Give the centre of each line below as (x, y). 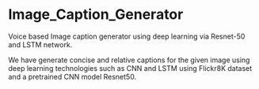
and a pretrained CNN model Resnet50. (72, 76)
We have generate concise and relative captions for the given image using (129, 60)
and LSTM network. (40, 44)
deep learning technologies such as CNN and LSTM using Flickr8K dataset (130, 68)
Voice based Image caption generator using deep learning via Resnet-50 (127, 36)
